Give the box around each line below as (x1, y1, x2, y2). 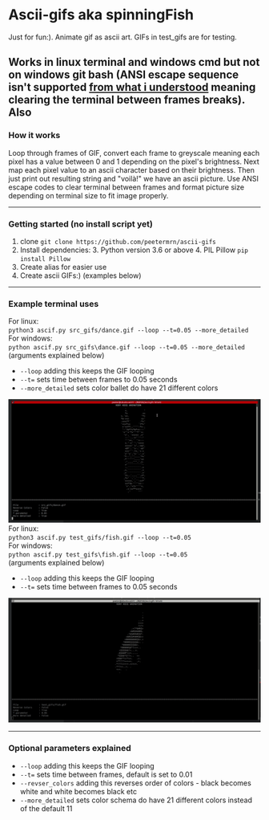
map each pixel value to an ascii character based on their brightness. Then (8, 165, 255, 174)
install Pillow (19, 255, 71, 263)
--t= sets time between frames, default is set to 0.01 (19, 769, 193, 779)
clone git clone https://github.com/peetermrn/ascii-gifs (19, 236, 216, 246)
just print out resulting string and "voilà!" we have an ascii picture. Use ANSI (8, 173, 259, 183)
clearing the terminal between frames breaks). (8, 93, 246, 107)
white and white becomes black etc (19, 786, 138, 796)
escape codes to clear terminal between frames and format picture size (8, 182, 245, 192)
